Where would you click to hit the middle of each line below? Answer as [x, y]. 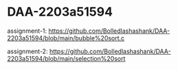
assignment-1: [27, 31]
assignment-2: [27, 51]
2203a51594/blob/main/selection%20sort [66, 58]
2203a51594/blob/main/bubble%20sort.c [66, 38]
